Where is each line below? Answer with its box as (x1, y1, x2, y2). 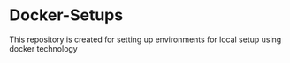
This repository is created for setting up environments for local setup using (9, 34, 282, 45)
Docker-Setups (9, 5, 124, 25)
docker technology (9, 43, 78, 53)
